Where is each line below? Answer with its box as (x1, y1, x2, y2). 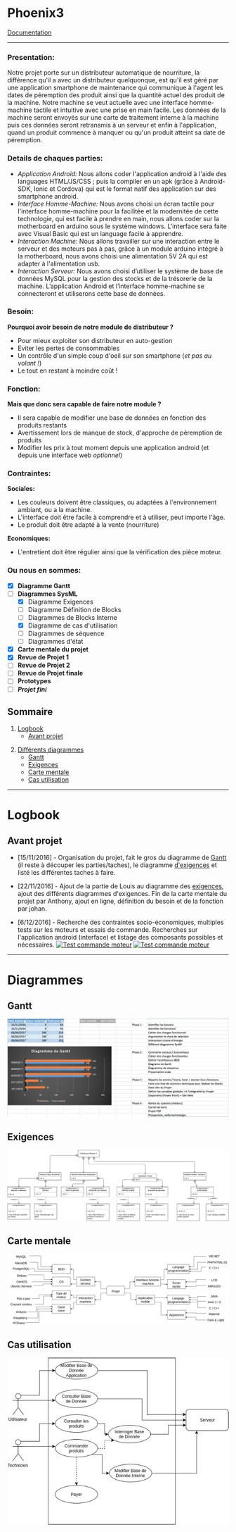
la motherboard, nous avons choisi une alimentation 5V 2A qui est (17, 251, 209, 260)
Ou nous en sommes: (7, 566, 81, 575)
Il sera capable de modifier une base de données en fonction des (17, 413, 206, 422)
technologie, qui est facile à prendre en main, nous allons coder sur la (17, 214, 220, 223)
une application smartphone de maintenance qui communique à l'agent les (7, 83, 223, 92)
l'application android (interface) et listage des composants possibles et (17, 933, 223, 942)
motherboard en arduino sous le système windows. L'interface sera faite (17, 222, 227, 230)
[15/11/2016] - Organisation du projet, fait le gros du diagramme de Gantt (17, 854, 227, 862)
